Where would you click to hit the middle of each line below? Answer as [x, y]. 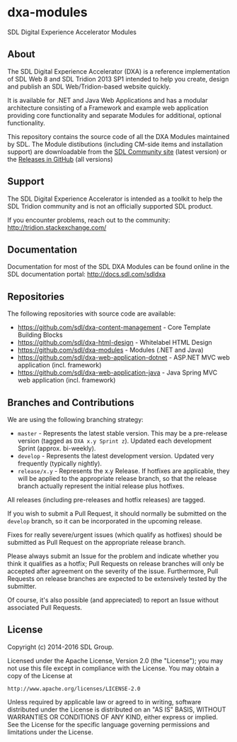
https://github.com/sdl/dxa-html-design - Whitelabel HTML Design [115, 343]
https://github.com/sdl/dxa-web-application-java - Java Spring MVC [117, 372]
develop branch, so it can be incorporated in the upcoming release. [105, 521]
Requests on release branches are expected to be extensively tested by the [117, 578]
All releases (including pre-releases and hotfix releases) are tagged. [106, 500]
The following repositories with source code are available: [92, 314]
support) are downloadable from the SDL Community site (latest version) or [117, 151]
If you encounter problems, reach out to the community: [89, 220]
